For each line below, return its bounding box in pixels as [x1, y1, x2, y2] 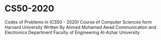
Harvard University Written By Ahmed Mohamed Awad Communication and [4, 24, 157, 30]
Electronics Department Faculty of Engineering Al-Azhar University [4, 29, 140, 35]
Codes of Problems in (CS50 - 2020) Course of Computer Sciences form [4, 19, 152, 25]
